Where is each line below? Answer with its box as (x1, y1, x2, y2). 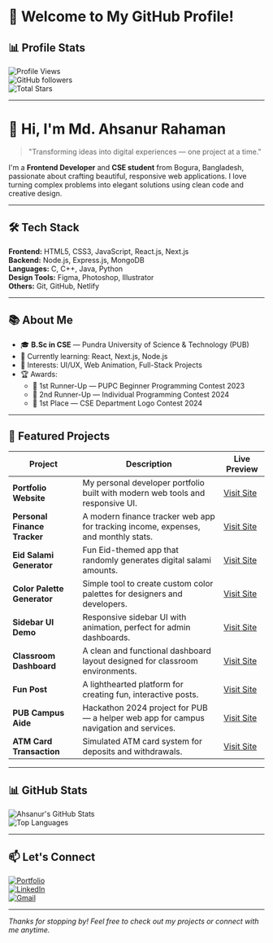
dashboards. (82, 632, 131, 643)
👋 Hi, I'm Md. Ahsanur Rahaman (8, 120, 226, 138)
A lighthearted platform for (82, 679, 184, 691)
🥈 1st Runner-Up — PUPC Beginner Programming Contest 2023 (32, 380, 245, 390)
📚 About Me (8, 314, 73, 327)
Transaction (12, 746, 60, 757)
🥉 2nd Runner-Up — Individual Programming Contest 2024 (32, 389, 230, 399)
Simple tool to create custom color (82, 578, 214, 590)
